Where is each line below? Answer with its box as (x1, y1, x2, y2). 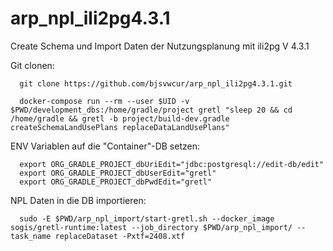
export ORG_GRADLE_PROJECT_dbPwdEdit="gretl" (19, 177, 213, 187)
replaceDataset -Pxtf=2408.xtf (54, 231, 186, 241)
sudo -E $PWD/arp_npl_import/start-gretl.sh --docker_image (19, 213, 275, 224)
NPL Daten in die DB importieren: (10, 194, 147, 206)
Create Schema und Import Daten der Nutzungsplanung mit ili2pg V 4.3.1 (10, 40, 310, 52)
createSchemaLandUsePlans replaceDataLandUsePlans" (10, 122, 230, 132)
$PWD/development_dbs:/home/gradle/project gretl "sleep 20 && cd (10, 105, 293, 115)
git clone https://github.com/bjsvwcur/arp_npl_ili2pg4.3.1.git (19, 78, 293, 89)
